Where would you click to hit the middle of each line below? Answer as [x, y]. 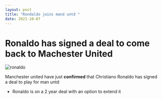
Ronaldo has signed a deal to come [77, 43]
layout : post [18, 10]
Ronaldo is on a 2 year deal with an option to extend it [67, 92]
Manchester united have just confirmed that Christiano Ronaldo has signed [81, 77]
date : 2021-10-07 [23, 19]
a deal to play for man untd [32, 82]
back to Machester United [59, 53]
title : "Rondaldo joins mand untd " [42, 14]
